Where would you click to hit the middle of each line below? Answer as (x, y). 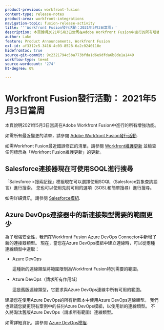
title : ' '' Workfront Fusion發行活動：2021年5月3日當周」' (61, 28)
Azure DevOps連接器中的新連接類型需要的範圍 (76, 215)
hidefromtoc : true (24, 50)
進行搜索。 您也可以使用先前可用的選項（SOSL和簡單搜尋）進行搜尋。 (84, 187)
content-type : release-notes (35, 14)
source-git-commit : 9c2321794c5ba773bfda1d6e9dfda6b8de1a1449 (70, 55)
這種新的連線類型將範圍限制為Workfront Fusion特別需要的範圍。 (77, 268)
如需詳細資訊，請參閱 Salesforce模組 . (43, 198)
